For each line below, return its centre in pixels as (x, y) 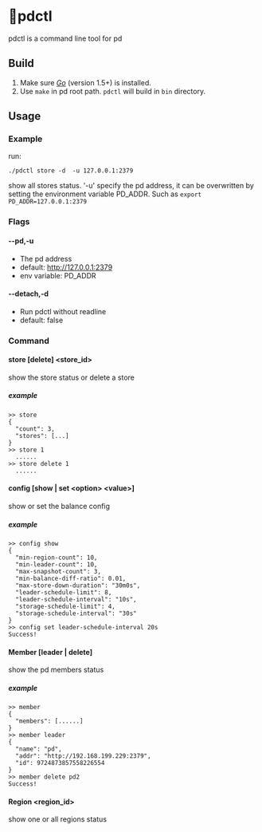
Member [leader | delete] (51, 652)
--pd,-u (21, 241)
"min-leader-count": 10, (57, 565)
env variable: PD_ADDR (58, 275)
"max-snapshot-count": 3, (59, 572)
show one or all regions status (58, 819)
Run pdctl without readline (63, 311)
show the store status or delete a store (72, 377)
